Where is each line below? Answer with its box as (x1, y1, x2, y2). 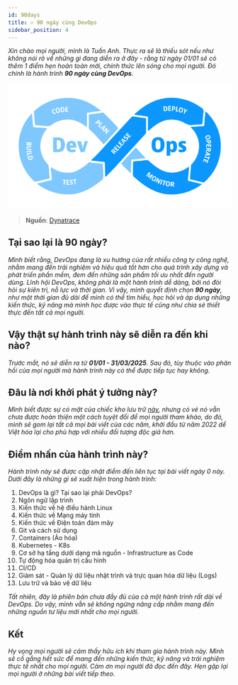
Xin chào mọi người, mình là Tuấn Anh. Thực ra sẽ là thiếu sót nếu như (8, 47, 215, 55)
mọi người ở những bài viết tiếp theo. (8, 669, 115, 678)
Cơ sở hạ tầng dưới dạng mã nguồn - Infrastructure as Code (18, 549, 193, 557)
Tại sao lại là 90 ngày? (8, 237, 108, 249)
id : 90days (8, 11, 40, 18)
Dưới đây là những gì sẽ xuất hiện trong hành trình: (8, 475, 157, 483)
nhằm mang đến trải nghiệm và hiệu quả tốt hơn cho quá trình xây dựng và (8, 263, 229, 271)
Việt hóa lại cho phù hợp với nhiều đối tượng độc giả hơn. (8, 428, 176, 436)
